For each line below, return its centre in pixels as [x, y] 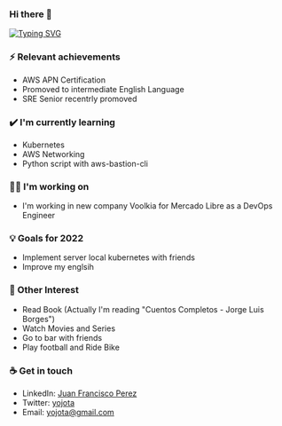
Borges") [39, 319]
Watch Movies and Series [69, 328]
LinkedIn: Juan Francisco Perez [79, 393]
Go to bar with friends [62, 337]
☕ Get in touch [41, 370]
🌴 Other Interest [44, 290]
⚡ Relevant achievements [65, 57]
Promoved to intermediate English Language [103, 89]
